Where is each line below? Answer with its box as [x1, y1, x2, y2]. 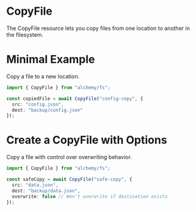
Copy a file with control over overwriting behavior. [6, 154, 132, 161]
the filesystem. [6, 31, 44, 38]
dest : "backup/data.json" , [12, 188, 81, 194]
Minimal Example [6, 53, 95, 67]
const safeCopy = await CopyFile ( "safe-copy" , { [6, 176, 132, 183]
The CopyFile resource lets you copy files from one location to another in [6, 24, 191, 32]
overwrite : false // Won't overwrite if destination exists [12, 193, 168, 199]
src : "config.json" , [12, 101, 64, 108]
